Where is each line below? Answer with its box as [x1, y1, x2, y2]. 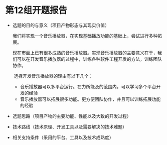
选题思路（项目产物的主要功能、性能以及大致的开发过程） [12, 113, 131, 119]
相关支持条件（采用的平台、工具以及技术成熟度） [12, 134, 114, 140]
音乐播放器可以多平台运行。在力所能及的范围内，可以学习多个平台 [20, 83, 156, 89]
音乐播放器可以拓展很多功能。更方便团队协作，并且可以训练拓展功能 [20, 96, 161, 102]
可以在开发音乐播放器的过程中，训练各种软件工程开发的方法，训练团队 [17, 56, 162, 62]
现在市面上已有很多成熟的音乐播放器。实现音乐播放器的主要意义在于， [12, 50, 158, 56]
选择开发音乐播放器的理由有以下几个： [14, 73, 93, 79]
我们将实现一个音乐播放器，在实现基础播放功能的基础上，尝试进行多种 [12, 33, 158, 39]
